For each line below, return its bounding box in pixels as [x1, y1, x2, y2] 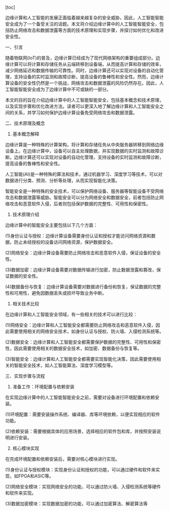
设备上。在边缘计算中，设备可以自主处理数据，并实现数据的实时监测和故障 [5, 148, 159, 154]
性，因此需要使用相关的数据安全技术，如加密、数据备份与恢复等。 [5, 346, 142, 351]
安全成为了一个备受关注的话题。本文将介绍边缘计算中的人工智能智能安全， [5, 21, 159, 27]
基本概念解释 [12, 131, 39, 137]
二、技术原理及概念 [5, 120, 45, 126]
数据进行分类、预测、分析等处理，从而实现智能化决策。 [5, 178, 120, 183]
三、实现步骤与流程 [5, 373, 45, 379]
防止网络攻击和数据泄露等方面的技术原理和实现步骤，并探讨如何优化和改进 [9, 27, 164, 33]
